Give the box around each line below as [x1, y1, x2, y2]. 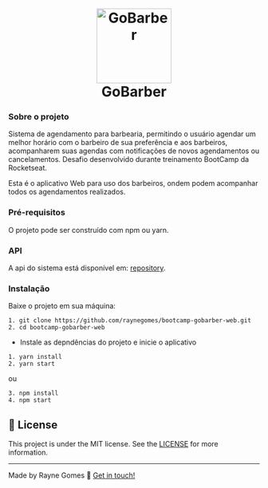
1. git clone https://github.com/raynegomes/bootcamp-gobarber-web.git [8, 317, 251, 325]
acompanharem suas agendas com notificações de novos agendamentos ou [8, 146, 260, 155]
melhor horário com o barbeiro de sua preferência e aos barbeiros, [8, 138, 228, 148]
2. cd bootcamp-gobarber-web [8, 324, 105, 332]
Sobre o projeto [8, 112, 69, 123]
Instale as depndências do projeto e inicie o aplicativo [19, 337, 197, 347]
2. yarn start [8, 360, 56, 368]
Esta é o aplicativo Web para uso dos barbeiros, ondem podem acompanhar [8, 179, 258, 188]
